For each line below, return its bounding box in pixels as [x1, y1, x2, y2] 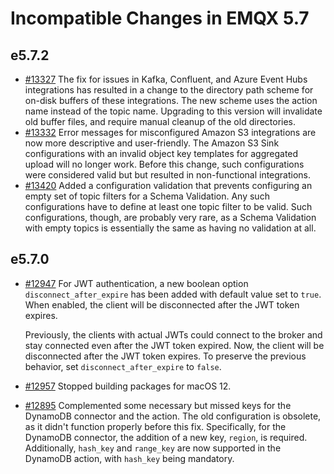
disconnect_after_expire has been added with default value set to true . [24, 288, 322, 300]
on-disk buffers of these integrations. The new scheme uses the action [24, 95, 318, 106]
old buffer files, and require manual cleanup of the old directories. [24, 116, 297, 127]
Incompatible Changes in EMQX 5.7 [10, 7, 310, 30]
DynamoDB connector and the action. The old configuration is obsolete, [24, 410, 322, 422]
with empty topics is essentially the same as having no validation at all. [24, 222, 317, 234]
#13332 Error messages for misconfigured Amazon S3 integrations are [24, 127, 317, 138]
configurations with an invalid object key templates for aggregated [24, 148, 299, 159]
